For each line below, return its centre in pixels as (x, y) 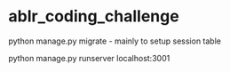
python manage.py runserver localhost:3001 (89, 58)
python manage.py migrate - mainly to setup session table (115, 41)
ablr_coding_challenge (94, 16)
